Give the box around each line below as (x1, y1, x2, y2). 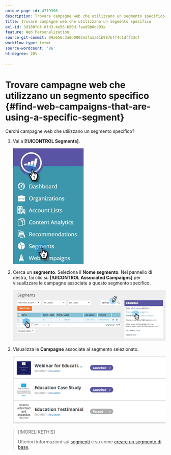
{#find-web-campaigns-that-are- (5, 101, 151, 112)
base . (17, 444, 30, 450)
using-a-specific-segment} (5, 111, 125, 123)
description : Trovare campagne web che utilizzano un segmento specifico (5, 13, 165, 19)
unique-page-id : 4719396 (5, 8, 58, 13)
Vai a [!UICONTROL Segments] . (12, 138, 80, 145)
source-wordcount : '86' (5, 46, 56, 51)
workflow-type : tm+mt (5, 41, 51, 46)
